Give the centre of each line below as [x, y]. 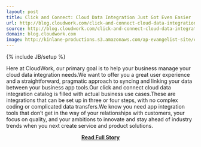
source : [16, 28]
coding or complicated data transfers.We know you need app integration [96, 106]
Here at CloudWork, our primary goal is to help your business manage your [99, 68]
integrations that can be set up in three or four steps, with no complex [92, 100]
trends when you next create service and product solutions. [80, 126]
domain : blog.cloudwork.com [41, 34]
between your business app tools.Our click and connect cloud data [89, 87]
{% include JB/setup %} [36, 57]
